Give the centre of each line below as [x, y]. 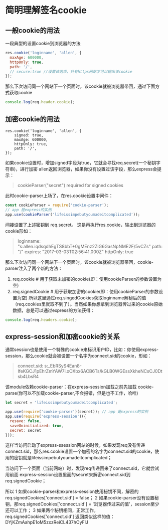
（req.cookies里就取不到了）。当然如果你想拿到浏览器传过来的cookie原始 [88, 304]
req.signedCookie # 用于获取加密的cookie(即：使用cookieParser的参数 [86, 291]
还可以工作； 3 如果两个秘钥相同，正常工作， [52, 510]
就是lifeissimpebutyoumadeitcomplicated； [67, 458]
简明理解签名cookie [46, 10]
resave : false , [26, 421]
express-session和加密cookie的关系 [63, 336]
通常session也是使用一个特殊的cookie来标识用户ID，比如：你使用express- [82, 349]
